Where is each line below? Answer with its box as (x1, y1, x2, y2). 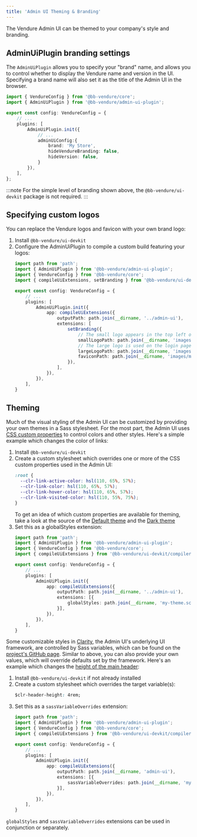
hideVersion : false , (48, 154, 99, 160)
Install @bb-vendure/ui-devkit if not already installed (14, 674, 141, 681)
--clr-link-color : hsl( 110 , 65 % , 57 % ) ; (20, 484, 118, 490)
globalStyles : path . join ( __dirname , (67, 600, 158, 606)
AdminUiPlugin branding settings (6, 48, 131, 58)
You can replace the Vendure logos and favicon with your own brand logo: (6, 225, 186, 233)
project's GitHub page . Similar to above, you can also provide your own (6, 651, 179, 658)
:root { (14, 473, 34, 479)
